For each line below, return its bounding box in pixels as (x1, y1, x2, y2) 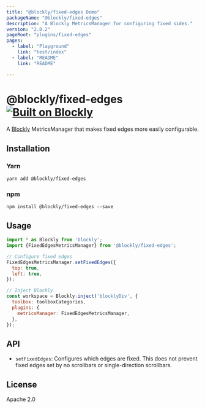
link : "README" (17, 60, 56, 66)
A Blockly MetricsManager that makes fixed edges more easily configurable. (6, 125, 199, 133)
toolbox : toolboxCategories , (12, 299, 86, 305)
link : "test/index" (17, 49, 67, 55)
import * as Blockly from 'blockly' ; (6, 237, 103, 243)
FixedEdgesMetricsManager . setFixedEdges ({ (6, 259, 116, 265)
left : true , (12, 271, 43, 277)
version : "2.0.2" (6, 26, 51, 33)
